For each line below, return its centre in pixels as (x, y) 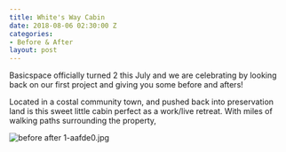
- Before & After (41, 42)
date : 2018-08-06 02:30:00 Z (63, 26)
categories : (31, 34)
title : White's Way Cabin (57, 17)
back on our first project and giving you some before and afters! (127, 85)
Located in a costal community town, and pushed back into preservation (141, 102)
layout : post (33, 50)
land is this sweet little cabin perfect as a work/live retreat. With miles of (141, 111)
